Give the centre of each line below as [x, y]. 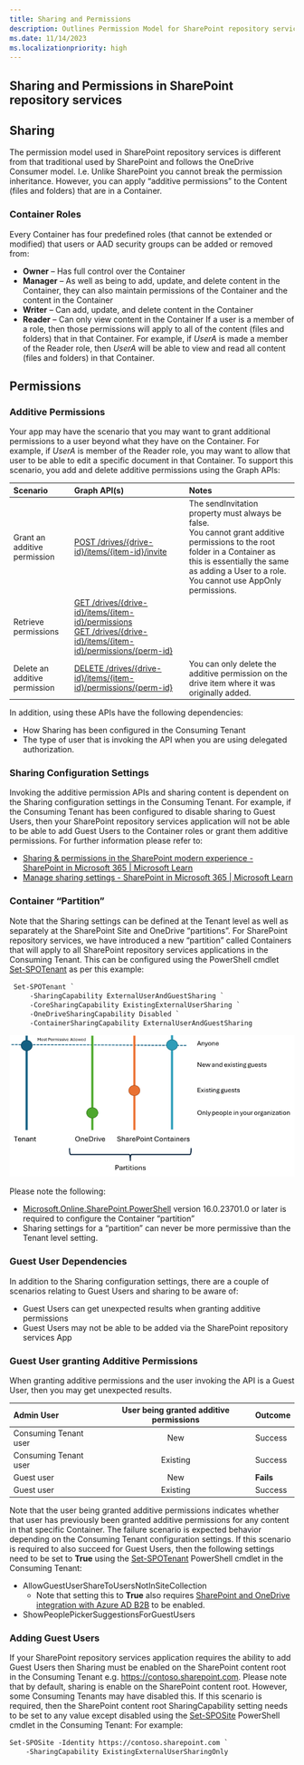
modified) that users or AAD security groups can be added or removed [141, 244]
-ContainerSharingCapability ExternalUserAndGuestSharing [141, 1023]
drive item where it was [232, 683]
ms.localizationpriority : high [68, 48]
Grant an [29, 537]
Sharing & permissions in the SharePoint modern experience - [138, 858]
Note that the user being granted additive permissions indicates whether [144, 1510]
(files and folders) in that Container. [89, 357]
